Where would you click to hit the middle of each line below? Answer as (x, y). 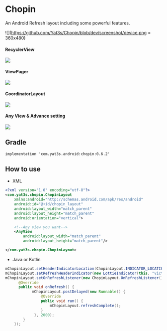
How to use (23, 169)
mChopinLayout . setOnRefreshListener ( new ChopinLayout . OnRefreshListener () (84, 278)
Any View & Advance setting (35, 116)
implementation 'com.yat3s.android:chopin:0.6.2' (58, 154)
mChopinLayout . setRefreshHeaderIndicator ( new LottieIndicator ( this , (78, 273)
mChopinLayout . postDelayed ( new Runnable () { (79, 292)
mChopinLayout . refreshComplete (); (85, 306)
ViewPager (17, 71)
